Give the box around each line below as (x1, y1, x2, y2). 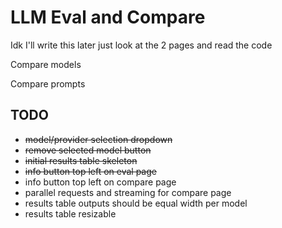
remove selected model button (24, 144, 152, 156)
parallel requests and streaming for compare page (24, 186, 232, 198)
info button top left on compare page (24, 176, 177, 188)
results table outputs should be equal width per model (24, 197, 248, 209)
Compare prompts (10, 77, 86, 90)
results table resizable (24, 207, 117, 220)
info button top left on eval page (24, 165, 157, 177)
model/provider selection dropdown (24, 133, 173, 145)
